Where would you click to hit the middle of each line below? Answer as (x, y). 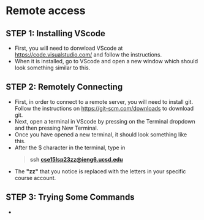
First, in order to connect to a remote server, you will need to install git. (104, 101)
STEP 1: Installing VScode (55, 33)
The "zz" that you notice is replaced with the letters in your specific (100, 171)
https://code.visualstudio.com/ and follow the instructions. (88, 55)
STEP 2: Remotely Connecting (64, 87)
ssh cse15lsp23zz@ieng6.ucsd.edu (76, 159)
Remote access (46, 11)
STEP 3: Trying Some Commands (70, 197)
